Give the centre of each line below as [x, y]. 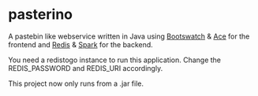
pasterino [41, 15]
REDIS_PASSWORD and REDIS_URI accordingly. [86, 68]
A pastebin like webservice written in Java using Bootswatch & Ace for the [129, 36]
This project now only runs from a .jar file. [76, 83]
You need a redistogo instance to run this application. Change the [115, 60]
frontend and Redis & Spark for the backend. [81, 44]
